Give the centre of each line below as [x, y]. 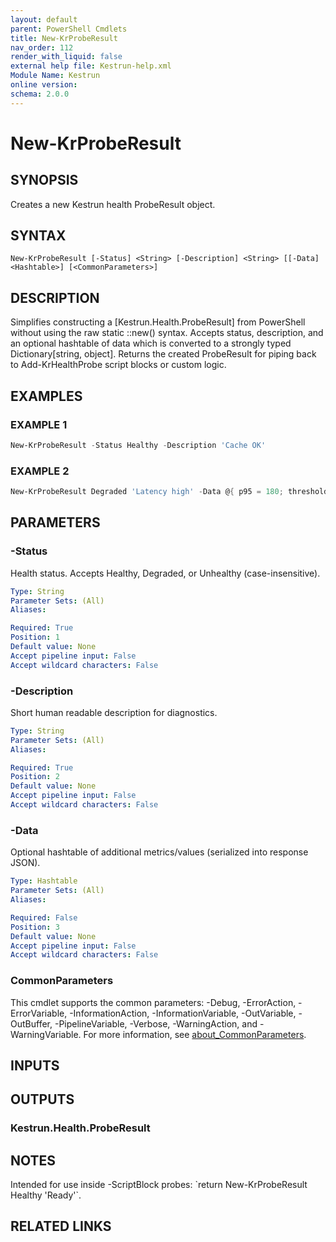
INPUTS [35, 1065]
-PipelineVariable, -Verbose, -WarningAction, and [156, 1023]
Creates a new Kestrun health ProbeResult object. [113, 204]
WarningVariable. [46, 1034]
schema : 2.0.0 [40, 94]
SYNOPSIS [44, 180]
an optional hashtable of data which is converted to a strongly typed [151, 343]
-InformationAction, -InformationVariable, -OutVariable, [183, 1013]
